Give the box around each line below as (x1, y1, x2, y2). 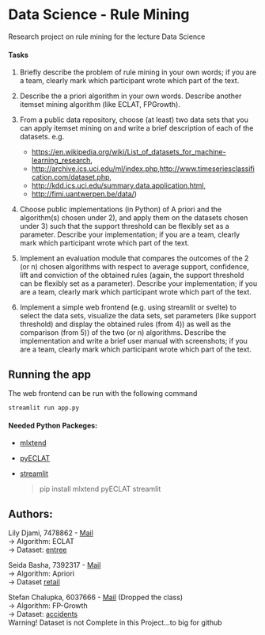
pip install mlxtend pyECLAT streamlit (39, 485, 161, 494)
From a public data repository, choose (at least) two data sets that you (19, 115, 249, 124)
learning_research (31, 156, 91, 165)
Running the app (8, 367, 91, 381)
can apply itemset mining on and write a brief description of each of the (19, 124, 254, 133)
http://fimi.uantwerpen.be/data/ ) (31, 189, 137, 199)
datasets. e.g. (19, 132, 65, 142)
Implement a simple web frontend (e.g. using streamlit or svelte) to (19, 302, 237, 312)
